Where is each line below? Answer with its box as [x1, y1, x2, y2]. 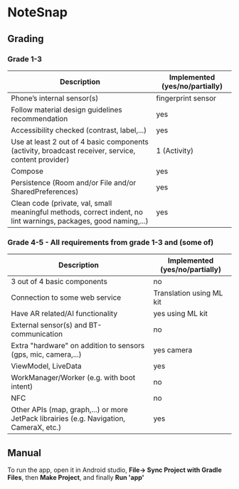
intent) [11, 382, 33, 391]
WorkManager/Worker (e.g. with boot [11, 373, 136, 383]
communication [11, 329, 63, 339]
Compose [11, 166, 44, 176]
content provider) [11, 154, 70, 164]
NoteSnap [7, 4, 68, 21]
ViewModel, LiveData [11, 361, 82, 371]
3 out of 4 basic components [11, 277, 108, 287]
